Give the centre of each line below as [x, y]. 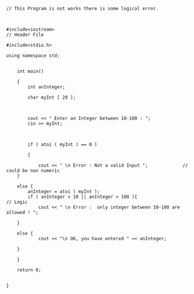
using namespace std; [33, 56]
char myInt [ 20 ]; [52, 97]
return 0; [29, 270]
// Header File [25, 35]
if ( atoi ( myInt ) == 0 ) [62, 145]
